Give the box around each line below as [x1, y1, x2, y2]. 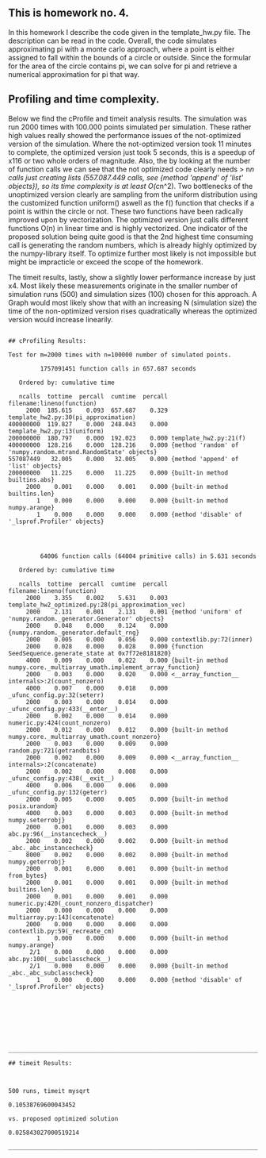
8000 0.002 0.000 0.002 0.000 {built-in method [25, 851, 228, 859]
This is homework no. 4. [8, 6, 129, 20]
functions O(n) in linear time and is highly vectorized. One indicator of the [8, 223, 248, 233]
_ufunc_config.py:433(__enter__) [8, 705, 119, 713]
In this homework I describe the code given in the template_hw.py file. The [8, 27, 251, 37]
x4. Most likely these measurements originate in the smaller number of [8, 281, 238, 290]
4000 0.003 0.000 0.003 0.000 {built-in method [25, 809, 228, 817]
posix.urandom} [8, 802, 59, 810]
